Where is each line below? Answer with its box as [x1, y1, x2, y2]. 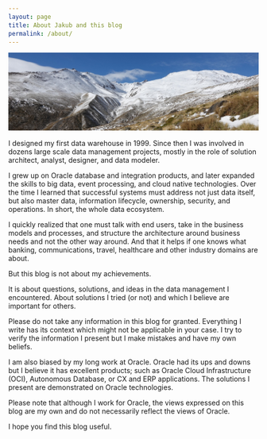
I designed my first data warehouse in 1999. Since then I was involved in [8, 138, 245, 148]
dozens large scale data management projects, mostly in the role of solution [8, 147, 257, 156]
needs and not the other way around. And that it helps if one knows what [8, 237, 246, 246]
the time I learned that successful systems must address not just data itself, [8, 187, 256, 197]
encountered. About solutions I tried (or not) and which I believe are [8, 292, 230, 302]
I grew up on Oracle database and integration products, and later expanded [8, 171, 255, 180]
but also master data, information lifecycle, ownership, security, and [8, 195, 230, 206]
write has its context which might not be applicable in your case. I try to [8, 325, 242, 334]
